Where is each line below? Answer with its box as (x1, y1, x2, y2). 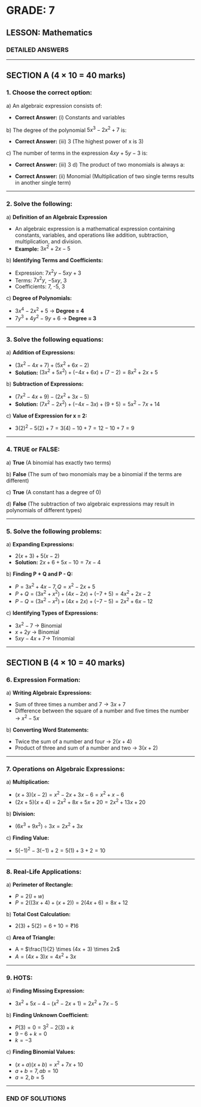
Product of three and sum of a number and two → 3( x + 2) (14, 744, 159, 751)
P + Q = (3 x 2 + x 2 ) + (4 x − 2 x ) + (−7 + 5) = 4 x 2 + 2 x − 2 (14, 589, 151, 597)
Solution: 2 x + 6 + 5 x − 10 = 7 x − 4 (14, 558, 101, 565)
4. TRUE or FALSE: (6, 445, 60, 453)
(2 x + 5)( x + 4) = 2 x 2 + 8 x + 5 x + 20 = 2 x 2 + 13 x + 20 (14, 797, 146, 805)
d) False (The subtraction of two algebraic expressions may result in (6, 500, 175, 507)
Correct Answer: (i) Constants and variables (14, 113, 126, 121)
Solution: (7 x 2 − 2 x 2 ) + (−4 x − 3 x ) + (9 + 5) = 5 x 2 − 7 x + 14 (14, 399, 160, 408)
